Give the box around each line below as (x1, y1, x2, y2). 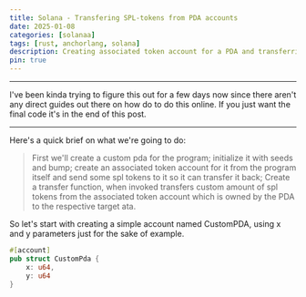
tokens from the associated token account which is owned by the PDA (31, 191, 295, 201)
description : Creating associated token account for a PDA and (9, 47, 255, 56)
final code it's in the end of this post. (9, 108, 148, 119)
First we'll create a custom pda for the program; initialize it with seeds (31, 152, 293, 163)
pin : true (9, 56, 47, 65)
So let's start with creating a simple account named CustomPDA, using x (9, 219, 281, 229)
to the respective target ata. (31, 201, 137, 211)
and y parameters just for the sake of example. (9, 229, 185, 239)
